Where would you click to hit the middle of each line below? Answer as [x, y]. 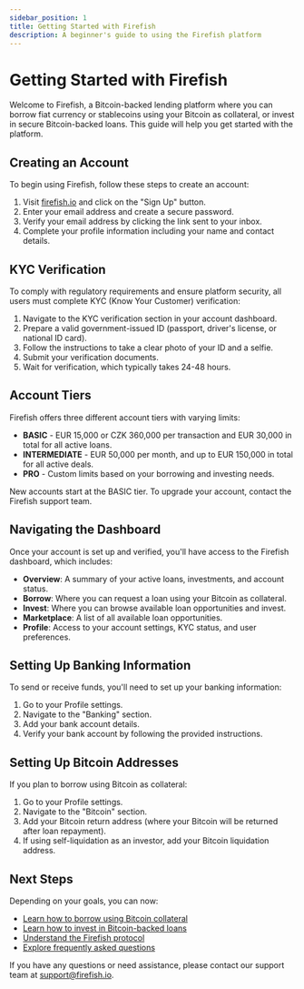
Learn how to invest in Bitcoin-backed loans [105, 928]
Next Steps [41, 879]
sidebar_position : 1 [49, 18]
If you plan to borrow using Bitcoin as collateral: [98, 784]
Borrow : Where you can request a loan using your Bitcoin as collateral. [155, 598]
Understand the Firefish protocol [83, 938]
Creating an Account [69, 162]
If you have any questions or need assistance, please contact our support [147, 965]
